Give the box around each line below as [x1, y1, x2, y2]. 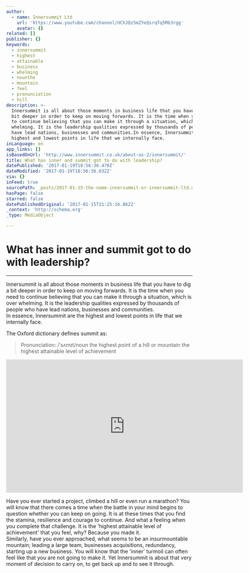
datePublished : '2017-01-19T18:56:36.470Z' [6, 163, 115, 169]
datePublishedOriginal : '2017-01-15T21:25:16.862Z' [6, 201, 136, 207]
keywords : [6, 42, 31, 48]
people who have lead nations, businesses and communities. [6, 305, 155, 313]
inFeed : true [6, 179, 38, 185]
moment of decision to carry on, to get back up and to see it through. [6, 560, 174, 567]
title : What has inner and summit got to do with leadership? [6, 157, 163, 163]
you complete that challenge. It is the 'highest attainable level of [6, 522, 162, 530]
